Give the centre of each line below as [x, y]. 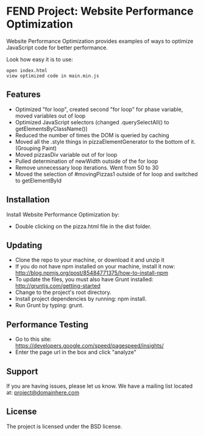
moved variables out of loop [50, 116]
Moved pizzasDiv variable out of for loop [66, 154]
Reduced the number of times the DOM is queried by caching [92, 135]
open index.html [27, 70]
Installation [28, 200]
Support [22, 371]
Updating [24, 245]
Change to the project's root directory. [63, 292]
